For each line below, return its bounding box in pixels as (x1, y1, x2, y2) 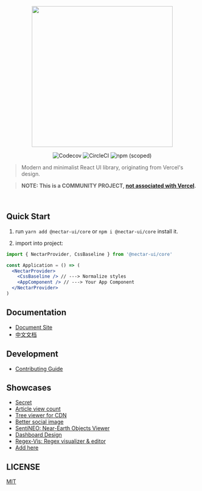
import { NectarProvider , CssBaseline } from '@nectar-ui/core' (6, 251, 173, 257)
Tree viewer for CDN (15, 412, 67, 419)
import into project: (15, 239, 64, 247)
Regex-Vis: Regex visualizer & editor (15, 437, 106, 445)
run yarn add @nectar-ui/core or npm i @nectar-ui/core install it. (15, 227, 178, 235)
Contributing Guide (15, 365, 63, 372)
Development (6, 349, 59, 359)
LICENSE (6, 462, 41, 472)
